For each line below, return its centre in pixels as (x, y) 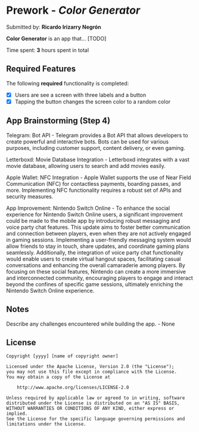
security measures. (30, 196)
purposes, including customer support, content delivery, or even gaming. (96, 148)
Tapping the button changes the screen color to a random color (93, 102)
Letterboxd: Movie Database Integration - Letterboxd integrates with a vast (98, 160)
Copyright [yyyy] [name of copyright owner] (62, 356)
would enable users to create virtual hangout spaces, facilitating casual (94, 259)
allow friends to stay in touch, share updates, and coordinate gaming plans (98, 246)
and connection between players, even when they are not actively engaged (99, 233)
